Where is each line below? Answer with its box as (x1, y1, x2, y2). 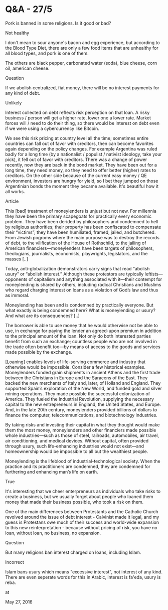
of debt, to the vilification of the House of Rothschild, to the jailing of (5, 240, 146, 246)
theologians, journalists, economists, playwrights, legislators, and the (5, 250, 148, 256)
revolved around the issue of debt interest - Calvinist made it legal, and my (5, 514, 159, 520)
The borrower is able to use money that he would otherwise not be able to (5, 322, 158, 328)
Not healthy (5, 30, 30, 36)
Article (5, 198, 19, 204)
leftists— (144, 271, 163, 277)
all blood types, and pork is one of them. (5, 50, 89, 56)
